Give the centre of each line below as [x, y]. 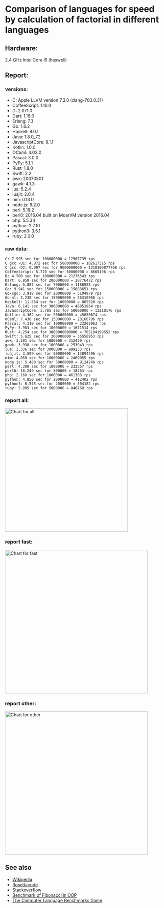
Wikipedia [22, 879]
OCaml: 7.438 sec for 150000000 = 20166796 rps [55, 319]
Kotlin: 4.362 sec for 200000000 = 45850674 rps [56, 315]
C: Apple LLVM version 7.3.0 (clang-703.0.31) [58, 100]
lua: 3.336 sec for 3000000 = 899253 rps [48, 349]
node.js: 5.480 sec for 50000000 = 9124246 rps [55, 362]
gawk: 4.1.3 [23, 183]
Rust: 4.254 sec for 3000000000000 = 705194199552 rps [62, 332]
